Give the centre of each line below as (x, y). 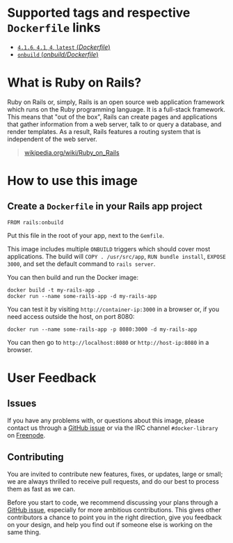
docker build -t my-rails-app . (54, 290)
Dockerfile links (54, 28)
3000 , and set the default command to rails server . (81, 264)
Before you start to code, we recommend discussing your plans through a (113, 502)
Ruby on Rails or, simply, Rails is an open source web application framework (116, 102)
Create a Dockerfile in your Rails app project (105, 206)
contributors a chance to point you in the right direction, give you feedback (115, 517)
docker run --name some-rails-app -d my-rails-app (82, 296)
